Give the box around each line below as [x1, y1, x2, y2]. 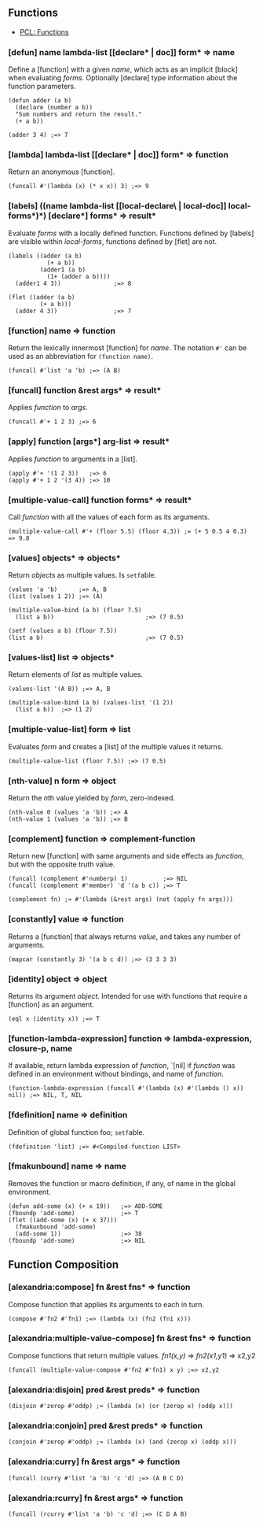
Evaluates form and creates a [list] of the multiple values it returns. [8, 741, 224, 751]
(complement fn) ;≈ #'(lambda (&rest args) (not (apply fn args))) [8, 896, 234, 903]
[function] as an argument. [8, 999, 94, 1009]
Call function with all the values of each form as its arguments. [8, 512, 210, 522]
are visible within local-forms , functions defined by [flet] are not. [8, 236, 217, 246]
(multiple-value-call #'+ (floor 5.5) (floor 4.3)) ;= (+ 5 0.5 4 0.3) [8, 527, 247, 535]
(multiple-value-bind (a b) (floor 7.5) [8, 606, 143, 615]
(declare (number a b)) [15, 104, 93, 112]
